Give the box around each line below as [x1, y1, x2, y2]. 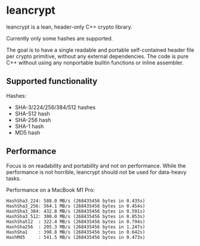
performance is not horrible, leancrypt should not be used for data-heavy [6, 168, 187, 176]
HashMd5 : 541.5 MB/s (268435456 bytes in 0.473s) [6, 234, 146, 240]
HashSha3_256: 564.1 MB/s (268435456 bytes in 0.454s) [6, 203, 146, 209]
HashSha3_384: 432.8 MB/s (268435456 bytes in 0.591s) [6, 208, 146, 214]
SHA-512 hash [14, 110, 51, 117]
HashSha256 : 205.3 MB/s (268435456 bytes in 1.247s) [6, 224, 146, 230]
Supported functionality [6, 76, 97, 86]
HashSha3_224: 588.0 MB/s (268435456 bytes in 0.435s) [6, 198, 146, 204]
